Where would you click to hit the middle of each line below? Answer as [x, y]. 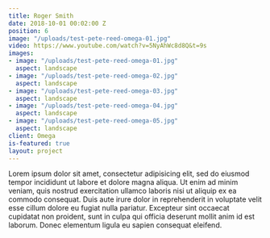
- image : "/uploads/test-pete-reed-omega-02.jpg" [93, 76]
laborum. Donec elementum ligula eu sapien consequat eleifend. [115, 225]
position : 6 [28, 31]
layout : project [35, 151]
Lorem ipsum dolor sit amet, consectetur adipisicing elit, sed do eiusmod [129, 173]
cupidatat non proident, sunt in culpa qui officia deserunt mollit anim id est [132, 217]
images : [21, 53]
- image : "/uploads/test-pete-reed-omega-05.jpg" [93, 121]
